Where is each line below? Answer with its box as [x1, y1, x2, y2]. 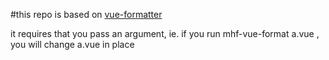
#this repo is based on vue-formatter [10, 9, 163, 20]
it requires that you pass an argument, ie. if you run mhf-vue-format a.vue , [10, 28, 320, 39]
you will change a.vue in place [10, 39, 135, 50]
